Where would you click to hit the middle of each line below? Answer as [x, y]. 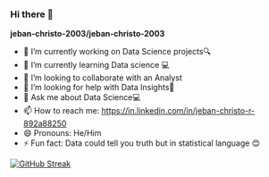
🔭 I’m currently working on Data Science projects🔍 [117, 52]
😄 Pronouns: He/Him [62, 133]
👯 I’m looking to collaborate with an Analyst [102, 78]
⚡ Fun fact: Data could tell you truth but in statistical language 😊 [141, 143]
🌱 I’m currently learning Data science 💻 [96, 65]
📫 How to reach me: [61, 111]
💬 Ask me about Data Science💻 [82, 97]
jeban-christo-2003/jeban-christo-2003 [88, 34]
